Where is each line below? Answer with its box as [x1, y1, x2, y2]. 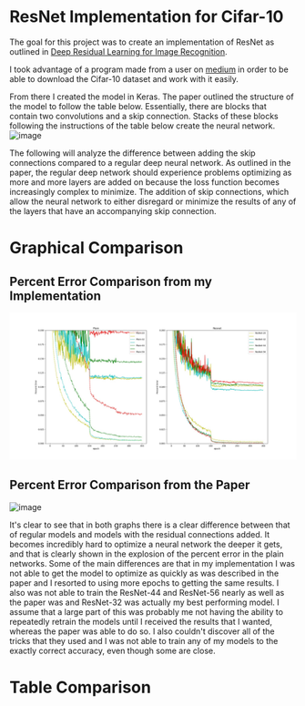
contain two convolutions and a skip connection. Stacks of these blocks [9, 110, 280, 121]
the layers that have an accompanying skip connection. [9, 205, 217, 216]
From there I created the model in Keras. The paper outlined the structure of [9, 91, 294, 102]
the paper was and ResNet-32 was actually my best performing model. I [9, 597, 280, 608]
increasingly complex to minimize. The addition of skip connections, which [9, 186, 290, 197]
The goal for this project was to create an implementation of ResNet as [9, 36, 275, 47]
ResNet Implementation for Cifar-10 [9, 6, 284, 27]
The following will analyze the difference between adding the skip [9, 148, 257, 159]
